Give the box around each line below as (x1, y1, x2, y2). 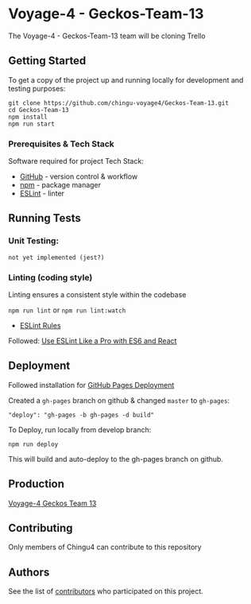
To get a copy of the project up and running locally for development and (8, 75, 244, 84)
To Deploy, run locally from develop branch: (8, 424, 152, 434)
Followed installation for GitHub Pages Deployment (8, 380, 175, 389)
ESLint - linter (19, 188, 65, 199)
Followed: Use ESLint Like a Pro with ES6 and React (8, 336, 177, 346)
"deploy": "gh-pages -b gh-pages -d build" (8, 411, 155, 419)
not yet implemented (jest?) (8, 254, 105, 261)
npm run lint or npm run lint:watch (8, 305, 126, 315)
